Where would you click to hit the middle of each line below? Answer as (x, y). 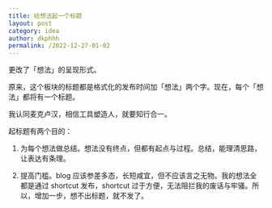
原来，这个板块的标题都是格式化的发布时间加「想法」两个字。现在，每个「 (132, 87)
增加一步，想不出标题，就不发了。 (91, 196)
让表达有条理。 (45, 159)
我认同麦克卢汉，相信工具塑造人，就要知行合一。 (90, 114)
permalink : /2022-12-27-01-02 (59, 46)
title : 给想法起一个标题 (45, 16)
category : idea (34, 31)
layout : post (30, 23)
